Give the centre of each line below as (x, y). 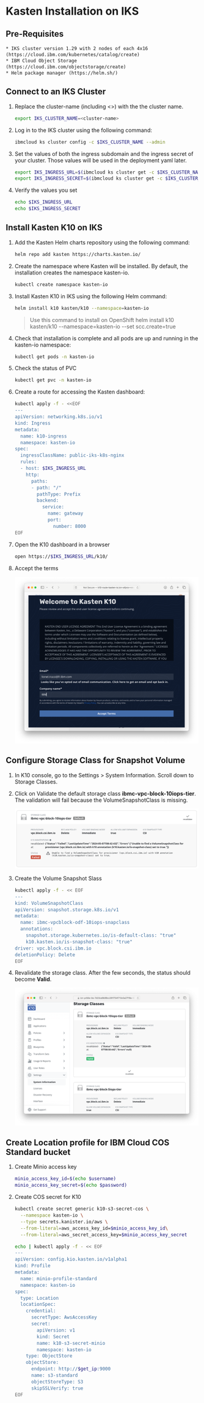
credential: (41, 1311)
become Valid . (33, 980)
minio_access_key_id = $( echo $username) (65, 1179)
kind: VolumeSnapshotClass (49, 903)
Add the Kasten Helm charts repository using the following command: (102, 242)
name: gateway (65, 514)
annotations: (37, 929)
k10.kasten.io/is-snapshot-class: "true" (79, 942)
